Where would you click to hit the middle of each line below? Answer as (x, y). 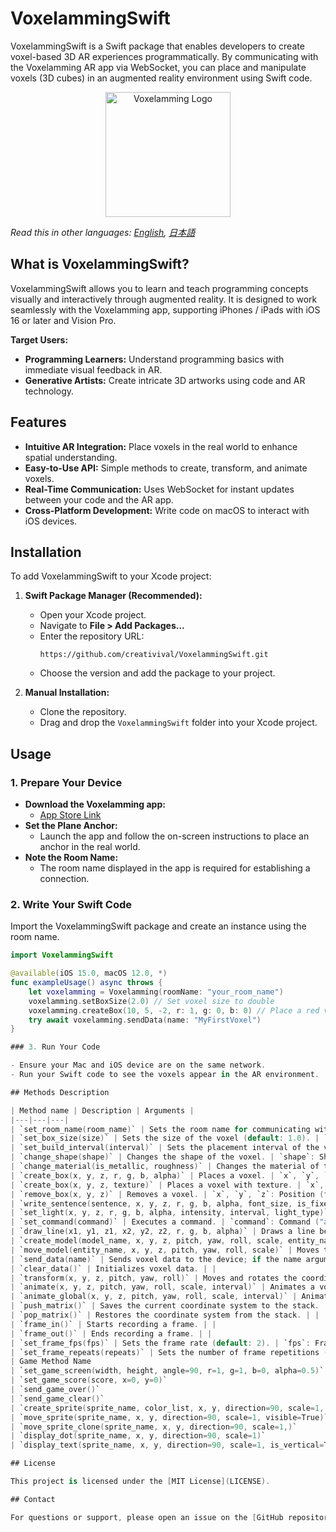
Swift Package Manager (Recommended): (113, 596)
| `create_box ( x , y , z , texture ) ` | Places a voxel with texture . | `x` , (167, 1185)
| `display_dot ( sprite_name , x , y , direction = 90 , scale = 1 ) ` (138, 1436)
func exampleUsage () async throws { (86, 983)
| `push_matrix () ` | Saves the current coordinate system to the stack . (165, 1306)
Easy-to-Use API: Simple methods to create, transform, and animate (166, 468)
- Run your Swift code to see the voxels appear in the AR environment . (165, 1075)
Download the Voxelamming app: (95, 804)
